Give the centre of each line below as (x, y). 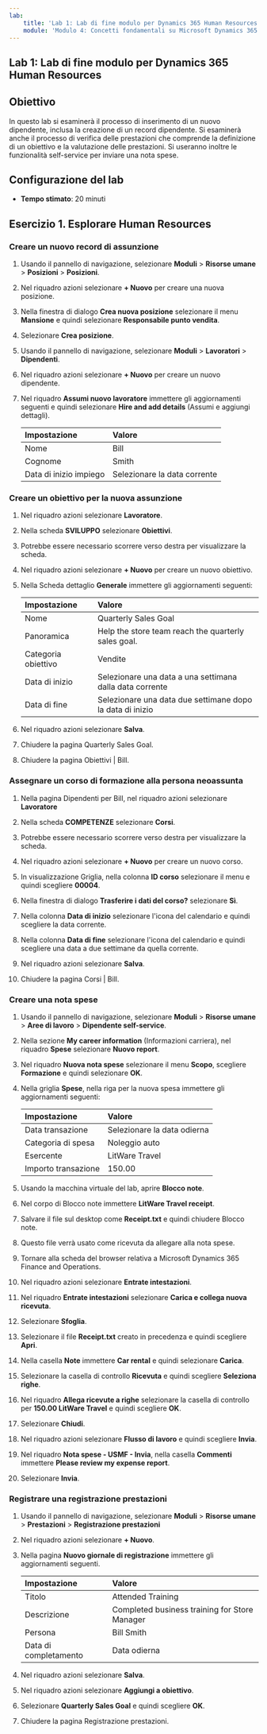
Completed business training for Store (183, 1610)
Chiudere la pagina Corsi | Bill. (70, 979)
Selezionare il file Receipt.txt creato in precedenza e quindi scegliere (133, 1337)
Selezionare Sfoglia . (53, 1321)
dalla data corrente (132, 687)
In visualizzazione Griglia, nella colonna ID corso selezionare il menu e (135, 877)
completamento (54, 1655)
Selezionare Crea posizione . (67, 335)
